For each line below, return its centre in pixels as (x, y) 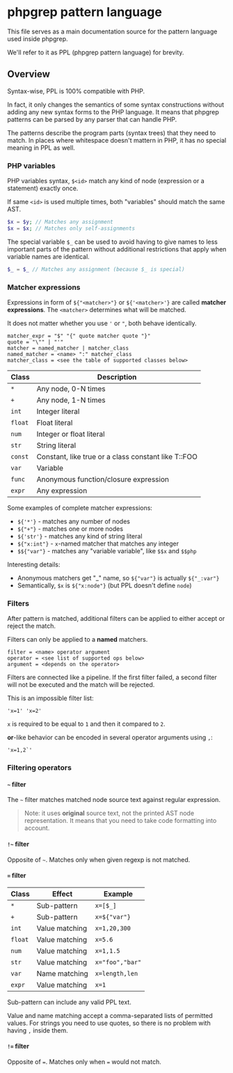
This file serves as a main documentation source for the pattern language (112, 31)
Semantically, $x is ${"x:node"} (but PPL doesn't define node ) (105, 585)
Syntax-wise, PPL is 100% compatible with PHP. (76, 91)
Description (117, 377)
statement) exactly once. (43, 188)
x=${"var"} (113, 917)
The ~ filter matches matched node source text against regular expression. (114, 800)
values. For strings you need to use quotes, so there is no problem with (109, 1023)
